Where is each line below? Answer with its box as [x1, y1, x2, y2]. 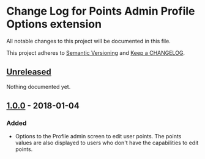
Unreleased [6, 67, 52, 77]
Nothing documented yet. [6, 83, 71, 90]
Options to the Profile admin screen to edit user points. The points [15, 133, 182, 140]
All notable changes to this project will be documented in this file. [6, 37, 171, 44]
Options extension [6, 17, 102, 31]
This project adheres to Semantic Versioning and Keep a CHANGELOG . [6, 49, 185, 56]
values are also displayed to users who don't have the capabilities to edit [15, 139, 199, 147]
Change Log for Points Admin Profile [6, 4, 195, 18]
